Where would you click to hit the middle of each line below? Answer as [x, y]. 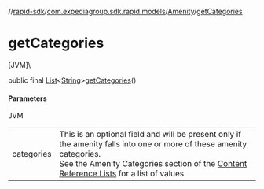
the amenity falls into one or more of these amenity [153, 144]
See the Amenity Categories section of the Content [153, 164]
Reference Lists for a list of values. [123, 174]
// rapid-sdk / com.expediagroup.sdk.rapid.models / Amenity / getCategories [125, 11]
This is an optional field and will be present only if [150, 135]
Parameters [27, 98]
